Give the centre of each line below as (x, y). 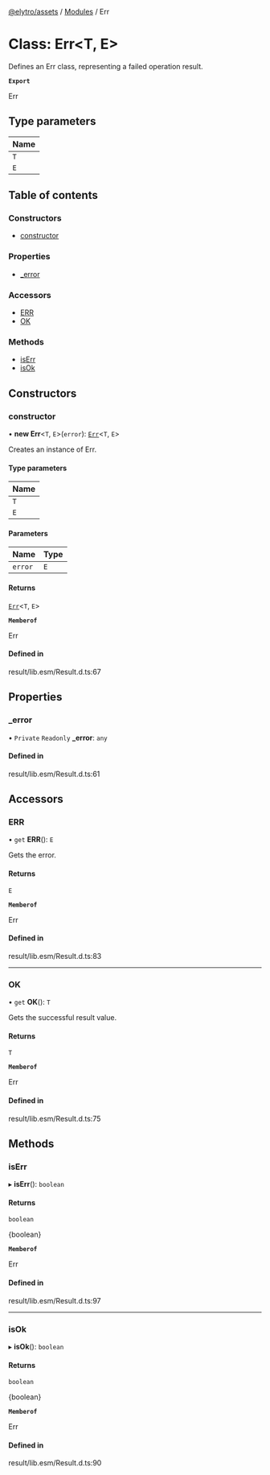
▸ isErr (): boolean (36, 1184)
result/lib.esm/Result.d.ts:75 (55, 1118)
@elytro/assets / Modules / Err (59, 12)
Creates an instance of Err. (53, 449)
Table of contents (53, 195)
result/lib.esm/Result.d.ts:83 (55, 956)
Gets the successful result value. (63, 1018)
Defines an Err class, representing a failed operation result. (106, 66)
